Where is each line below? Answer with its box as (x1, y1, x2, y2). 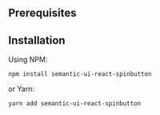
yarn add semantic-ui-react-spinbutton (8, 100, 142, 108)
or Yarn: (8, 84, 34, 94)
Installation (8, 34, 66, 47)
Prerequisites (8, 6, 77, 20)
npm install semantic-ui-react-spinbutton (8, 70, 152, 78)
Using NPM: (8, 55, 48, 65)
